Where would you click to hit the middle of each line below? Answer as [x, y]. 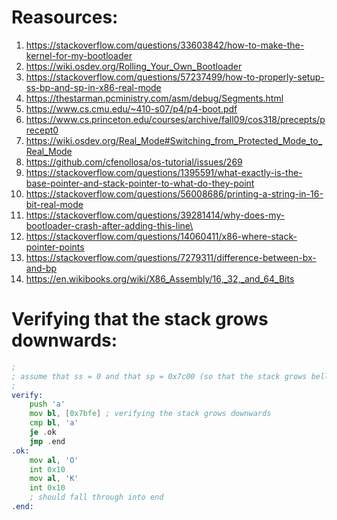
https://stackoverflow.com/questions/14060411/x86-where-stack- [161, 236]
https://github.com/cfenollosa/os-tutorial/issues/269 [134, 162]
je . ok [43, 432]
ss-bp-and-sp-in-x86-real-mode [93, 87]
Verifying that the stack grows [140, 319]
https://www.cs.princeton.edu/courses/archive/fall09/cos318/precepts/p [175, 119]
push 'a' [47, 404]
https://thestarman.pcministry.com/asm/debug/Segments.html [154, 98]
